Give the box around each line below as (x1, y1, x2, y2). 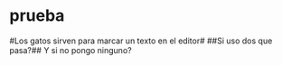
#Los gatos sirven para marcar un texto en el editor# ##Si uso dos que (9, 35, 273, 46)
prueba (9, 5, 65, 26)
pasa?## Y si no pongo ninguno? (9, 44, 133, 55)
